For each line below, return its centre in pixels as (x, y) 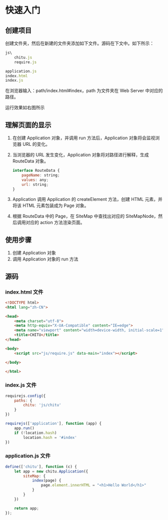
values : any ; (35, 180)
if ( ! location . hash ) (35, 433)
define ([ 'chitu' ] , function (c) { (41, 466)
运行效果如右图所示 (25, 108)
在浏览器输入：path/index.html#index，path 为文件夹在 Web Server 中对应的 (84, 91)
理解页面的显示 (28, 125)
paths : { (23, 401)
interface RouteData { (36, 171)
